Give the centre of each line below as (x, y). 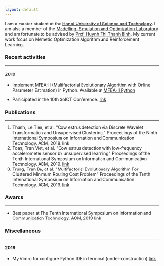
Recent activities (25, 57)
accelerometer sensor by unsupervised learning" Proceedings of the (81, 154)
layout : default (21, 10)
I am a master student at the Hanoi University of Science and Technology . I (80, 24)
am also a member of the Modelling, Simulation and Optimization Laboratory (82, 29)
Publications (20, 112)
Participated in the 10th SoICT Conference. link (59, 100)
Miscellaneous (23, 231)
